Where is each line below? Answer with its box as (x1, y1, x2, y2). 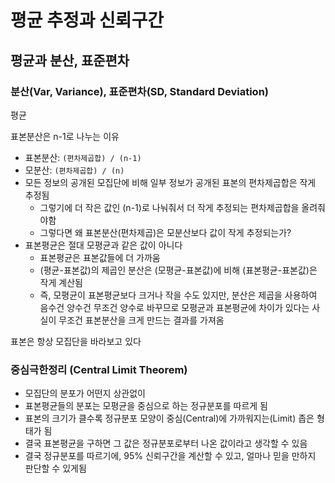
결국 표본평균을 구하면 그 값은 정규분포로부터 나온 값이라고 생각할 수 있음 (24, 437, 308, 450)
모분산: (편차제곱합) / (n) (24, 164, 125, 176)
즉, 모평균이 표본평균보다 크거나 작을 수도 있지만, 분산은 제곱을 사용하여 (39, 289, 318, 301)
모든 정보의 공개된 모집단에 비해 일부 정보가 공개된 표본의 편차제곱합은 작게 (24, 176, 317, 188)
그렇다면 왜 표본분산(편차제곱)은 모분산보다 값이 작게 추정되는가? (39, 226, 292, 238)
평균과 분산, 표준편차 (10, 52, 130, 69)
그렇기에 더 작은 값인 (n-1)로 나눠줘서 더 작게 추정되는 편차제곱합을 (39, 201, 300, 213)
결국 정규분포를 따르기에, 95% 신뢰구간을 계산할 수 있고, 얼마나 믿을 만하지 (24, 450, 317, 462)
